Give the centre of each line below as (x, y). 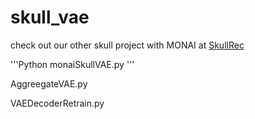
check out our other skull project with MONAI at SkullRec (127, 45)
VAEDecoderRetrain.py (57, 103)
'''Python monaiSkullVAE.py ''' (72, 64)
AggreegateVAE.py (49, 83)
